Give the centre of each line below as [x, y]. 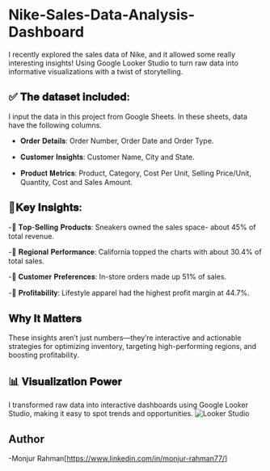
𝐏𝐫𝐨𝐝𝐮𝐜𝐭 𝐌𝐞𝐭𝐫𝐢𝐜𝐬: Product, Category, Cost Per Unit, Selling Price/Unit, [136, 173]
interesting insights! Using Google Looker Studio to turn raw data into [123, 63]
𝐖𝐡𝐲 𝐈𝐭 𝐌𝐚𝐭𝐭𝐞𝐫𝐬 [45, 318]
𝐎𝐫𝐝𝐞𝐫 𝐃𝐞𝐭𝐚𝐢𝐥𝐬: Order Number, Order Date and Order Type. [117, 141]
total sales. [26, 261]
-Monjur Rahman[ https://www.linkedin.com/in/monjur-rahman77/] [118, 458]
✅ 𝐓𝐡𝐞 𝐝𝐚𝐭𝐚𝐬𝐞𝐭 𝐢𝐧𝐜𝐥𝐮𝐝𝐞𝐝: [70, 97]
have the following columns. [55, 125]
